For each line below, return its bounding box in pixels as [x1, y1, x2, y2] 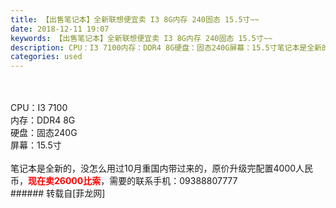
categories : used [10, 52, 83, 62]
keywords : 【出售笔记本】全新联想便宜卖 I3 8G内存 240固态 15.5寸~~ [10, 33, 273, 43]
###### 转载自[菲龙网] [10, 187, 106, 200]
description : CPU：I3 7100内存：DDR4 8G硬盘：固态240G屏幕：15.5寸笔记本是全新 [10, 42, 322, 53]
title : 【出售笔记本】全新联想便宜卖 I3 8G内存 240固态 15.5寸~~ [10, 14, 260, 25]
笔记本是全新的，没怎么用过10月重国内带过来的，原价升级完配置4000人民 [10, 162, 314, 175]
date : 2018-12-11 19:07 [10, 24, 110, 34]
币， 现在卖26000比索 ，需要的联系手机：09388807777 [10, 175, 238, 187]
